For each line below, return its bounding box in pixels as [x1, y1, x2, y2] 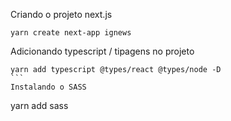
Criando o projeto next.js [10, 9, 113, 20]
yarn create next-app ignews [10, 28, 132, 38]
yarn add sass [10, 100, 69, 111]
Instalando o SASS [10, 82, 87, 92]
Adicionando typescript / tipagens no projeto [10, 45, 195, 57]
